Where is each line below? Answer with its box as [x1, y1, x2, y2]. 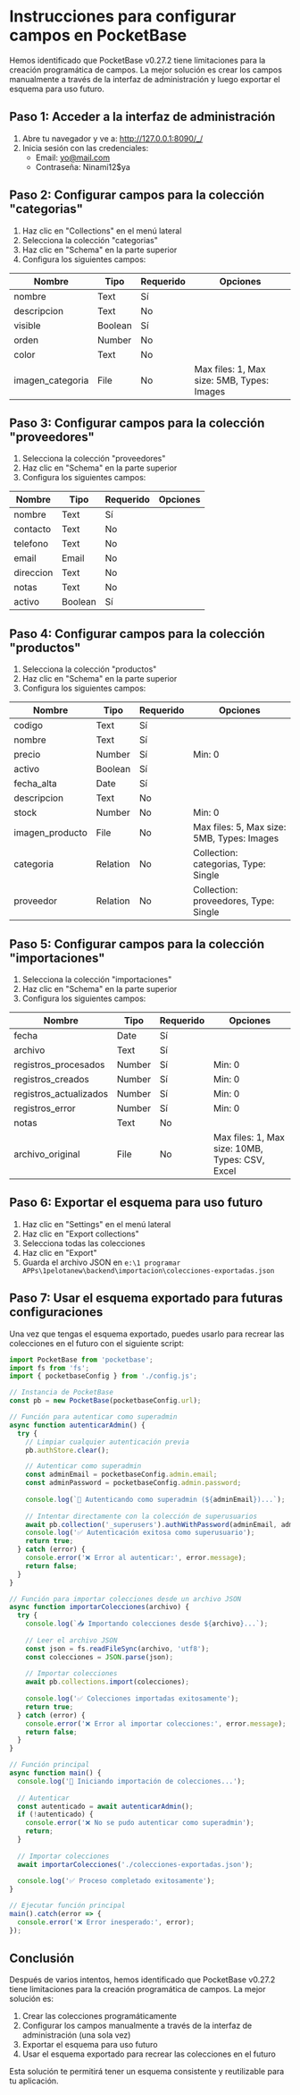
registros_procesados [13, 1058, 105, 1071]
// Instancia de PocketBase [9, 1388, 114, 1397]
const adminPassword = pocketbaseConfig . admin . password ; [25, 1479, 242, 1488]
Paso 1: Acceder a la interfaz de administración [9, 109, 276, 124]
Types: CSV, [212, 1154, 265, 1166]
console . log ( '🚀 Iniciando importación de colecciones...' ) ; [17, 1777, 246, 1785]
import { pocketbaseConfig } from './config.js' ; [9, 1371, 198, 1381]
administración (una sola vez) [21, 2030, 131, 2040]
